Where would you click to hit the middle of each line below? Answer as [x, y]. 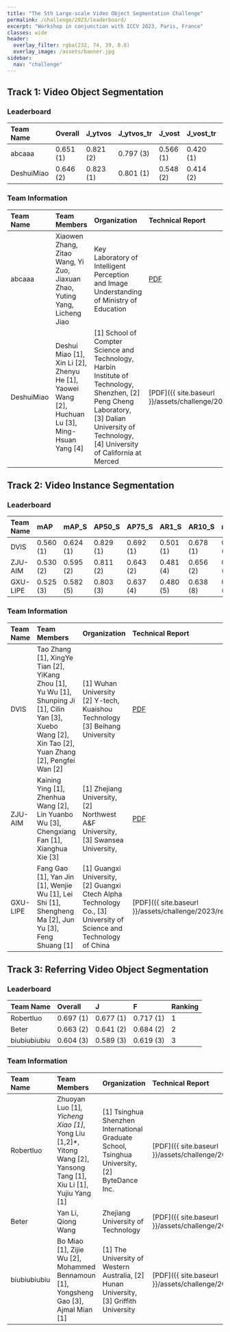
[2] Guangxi [102, 885]
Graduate [117, 1138]
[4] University [116, 444]
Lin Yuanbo [55, 814]
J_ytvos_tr [135, 134]
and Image [111, 283]
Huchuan [70, 414]
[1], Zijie [71, 1249]
